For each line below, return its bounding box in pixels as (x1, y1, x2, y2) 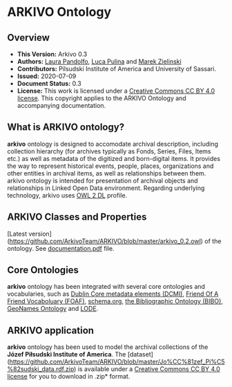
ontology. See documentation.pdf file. (7, 244, 115, 252)
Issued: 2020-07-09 (17, 72, 77, 80)
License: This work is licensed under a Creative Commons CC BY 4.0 (17, 87, 215, 95)
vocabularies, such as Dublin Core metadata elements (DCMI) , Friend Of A (7, 290, 219, 298)
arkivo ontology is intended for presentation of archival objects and (7, 176, 198, 185)
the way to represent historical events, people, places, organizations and (7, 162, 214, 170)
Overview (7, 32, 50, 44)
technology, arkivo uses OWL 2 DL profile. (7, 191, 128, 199)
